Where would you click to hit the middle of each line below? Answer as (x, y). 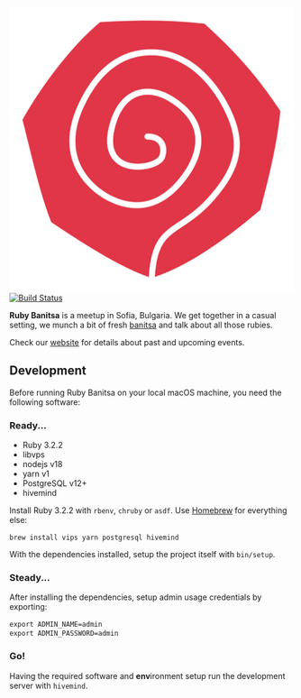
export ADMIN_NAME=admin (56, 625)
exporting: (28, 607)
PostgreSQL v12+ (55, 483)
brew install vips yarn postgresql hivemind (94, 538)
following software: (45, 402)
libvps (33, 455)
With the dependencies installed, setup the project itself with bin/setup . (142, 555)
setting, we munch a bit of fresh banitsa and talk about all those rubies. (141, 325)
